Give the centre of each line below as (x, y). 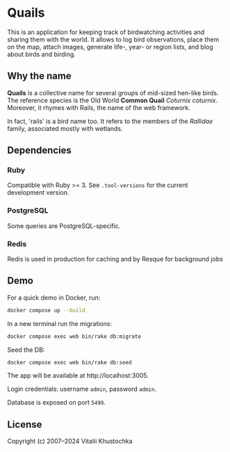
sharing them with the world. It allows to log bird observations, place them (113, 39)
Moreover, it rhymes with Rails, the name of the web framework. (99, 107)
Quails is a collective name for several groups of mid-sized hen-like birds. (113, 92)
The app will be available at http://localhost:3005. (78, 376)
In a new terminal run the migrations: (60, 323)
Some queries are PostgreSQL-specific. (64, 226)
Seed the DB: (26, 350)
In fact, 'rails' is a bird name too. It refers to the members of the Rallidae (110, 121)
